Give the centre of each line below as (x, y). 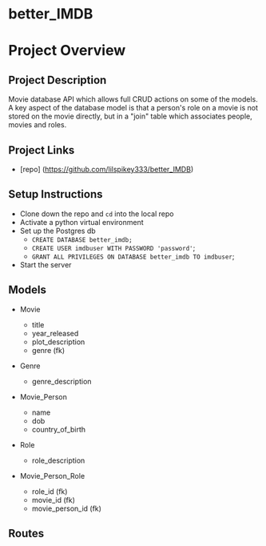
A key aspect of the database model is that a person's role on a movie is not (133, 108)
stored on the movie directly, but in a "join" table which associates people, (131, 116)
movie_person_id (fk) (67, 508)
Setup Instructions (56, 194)
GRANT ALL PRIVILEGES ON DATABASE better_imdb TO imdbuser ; (133, 256)
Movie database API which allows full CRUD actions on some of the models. (133, 99)
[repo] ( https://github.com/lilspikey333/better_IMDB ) (107, 169)
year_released (55, 333)
